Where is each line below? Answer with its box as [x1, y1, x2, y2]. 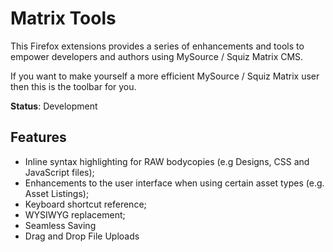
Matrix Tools [10, 7, 117, 30]
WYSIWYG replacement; [24, 208, 126, 221]
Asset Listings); [24, 187, 90, 199]
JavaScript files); [24, 166, 95, 178]
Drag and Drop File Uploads [24, 230, 140, 242]
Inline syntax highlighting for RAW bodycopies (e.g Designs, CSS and [24, 155, 310, 167]
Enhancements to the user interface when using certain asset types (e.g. [24, 177, 325, 189]
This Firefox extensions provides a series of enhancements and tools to [10, 40, 305, 52]
